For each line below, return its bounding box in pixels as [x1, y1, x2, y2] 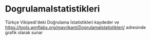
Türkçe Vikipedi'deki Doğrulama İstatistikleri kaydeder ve [5, 19, 119, 25]
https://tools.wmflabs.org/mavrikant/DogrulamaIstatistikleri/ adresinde [5, 24, 146, 30]
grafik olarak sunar [5, 29, 43, 35]
